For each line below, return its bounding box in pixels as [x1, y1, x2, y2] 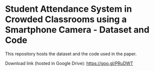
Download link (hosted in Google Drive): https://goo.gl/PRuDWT [5, 60, 133, 66]
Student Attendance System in [5, 3, 132, 15]
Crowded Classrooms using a [5, 14, 127, 25]
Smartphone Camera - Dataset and [5, 24, 150, 35]
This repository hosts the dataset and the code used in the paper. [5, 50, 137, 57]
